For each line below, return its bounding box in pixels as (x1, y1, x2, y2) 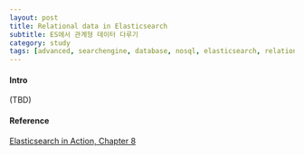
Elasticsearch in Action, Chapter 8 (9, 135, 137, 146)
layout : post (9, 13, 59, 23)
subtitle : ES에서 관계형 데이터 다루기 (9, 30, 138, 39)
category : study (9, 38, 71, 48)
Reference (9, 114, 50, 126)
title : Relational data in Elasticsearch (9, 22, 168, 31)
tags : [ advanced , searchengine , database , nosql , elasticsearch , (9, 47, 261, 56)
